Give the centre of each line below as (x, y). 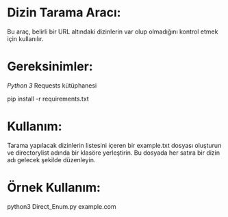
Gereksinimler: (50, 67)
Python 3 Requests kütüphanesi (52, 85)
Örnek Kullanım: (54, 188)
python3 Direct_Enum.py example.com (62, 206)
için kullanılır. (25, 38)
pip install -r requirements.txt (48, 99)
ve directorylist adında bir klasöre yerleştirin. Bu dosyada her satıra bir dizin (114, 153)
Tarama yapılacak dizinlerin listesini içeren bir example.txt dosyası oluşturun (114, 145)
